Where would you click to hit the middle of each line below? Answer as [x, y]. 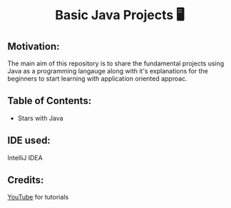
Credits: [26, 180]
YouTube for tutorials [38, 197]
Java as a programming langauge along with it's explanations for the [108, 71]
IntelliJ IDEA [25, 157]
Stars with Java [40, 118]
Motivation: [34, 46]
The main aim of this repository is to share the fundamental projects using [116, 63]
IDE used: [29, 141]
